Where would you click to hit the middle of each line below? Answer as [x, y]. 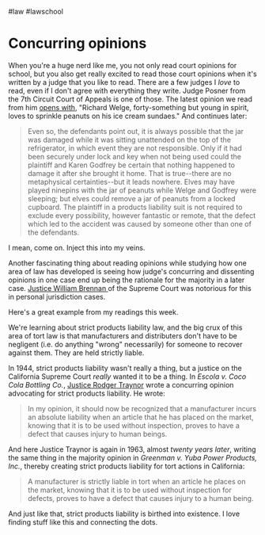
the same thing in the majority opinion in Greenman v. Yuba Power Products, [132, 457]
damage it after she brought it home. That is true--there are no [129, 173]
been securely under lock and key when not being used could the [134, 156]
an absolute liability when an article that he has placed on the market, [141, 417]
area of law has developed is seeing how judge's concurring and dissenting [131, 271]
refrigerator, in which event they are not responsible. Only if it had [135, 148]
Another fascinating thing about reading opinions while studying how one [127, 263]
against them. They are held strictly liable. [76, 353]
